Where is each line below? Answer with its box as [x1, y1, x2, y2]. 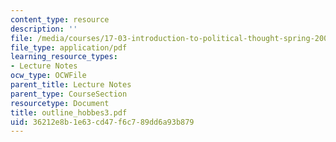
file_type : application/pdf [10, 42, 128, 53]
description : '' [10, 24, 78, 34]
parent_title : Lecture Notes [10, 80, 132, 90]
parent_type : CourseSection [10, 89, 128, 99]
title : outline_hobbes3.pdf [10, 107, 128, 118]
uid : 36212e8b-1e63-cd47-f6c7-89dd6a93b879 [10, 117, 195, 127]
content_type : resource [10, 14, 110, 25]
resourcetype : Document [10, 98, 110, 108]
